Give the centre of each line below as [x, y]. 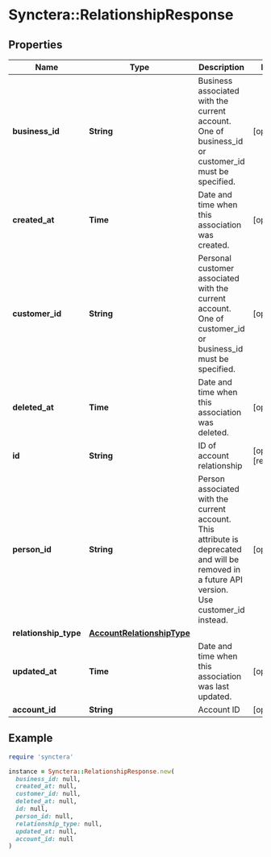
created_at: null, [47, 786]
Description [221, 67]
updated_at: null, [47, 831]
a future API [221, 580]
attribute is [218, 539]
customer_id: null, [48, 794]
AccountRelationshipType [140, 633]
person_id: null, [45, 816]
